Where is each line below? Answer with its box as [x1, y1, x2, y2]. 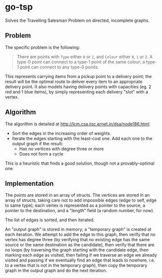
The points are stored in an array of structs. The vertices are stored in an [5, 192, 150, 198]
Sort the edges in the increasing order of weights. [12, 130, 111, 136]
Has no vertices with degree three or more [19, 146, 104, 152]
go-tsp [5, 1, 33, 13]
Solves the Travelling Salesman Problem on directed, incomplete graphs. [5, 17, 150, 23]
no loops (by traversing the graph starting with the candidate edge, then [5, 247, 149, 253]
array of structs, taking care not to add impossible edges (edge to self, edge [5, 198, 157, 203]
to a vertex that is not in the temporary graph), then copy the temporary [5, 263, 147, 268]
